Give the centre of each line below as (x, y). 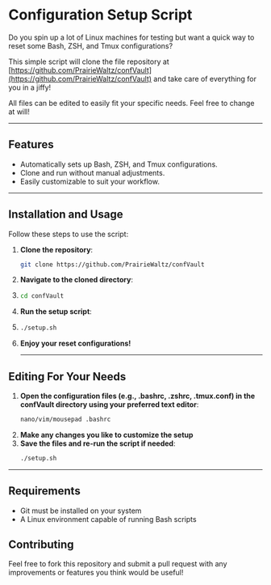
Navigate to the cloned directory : (76, 280)
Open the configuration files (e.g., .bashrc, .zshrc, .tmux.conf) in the (138, 396)
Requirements (44, 491)
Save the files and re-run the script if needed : (98, 443)
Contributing (41, 544)
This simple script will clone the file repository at (89, 61)
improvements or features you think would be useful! (96, 573)
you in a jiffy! (30, 87)
